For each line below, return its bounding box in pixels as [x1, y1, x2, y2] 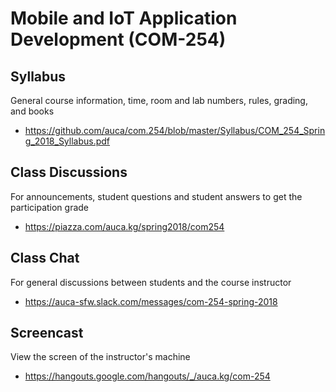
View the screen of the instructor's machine [10, 351, 191, 363]
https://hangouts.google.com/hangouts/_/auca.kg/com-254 [24, 370, 271, 382]
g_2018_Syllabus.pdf [24, 135, 111, 147]
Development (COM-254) [10, 28, 227, 51]
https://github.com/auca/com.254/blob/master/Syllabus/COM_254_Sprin [24, 125, 326, 136]
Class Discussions [10, 164, 128, 181]
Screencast [10, 325, 84, 342]
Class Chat [10, 250, 80, 267]
